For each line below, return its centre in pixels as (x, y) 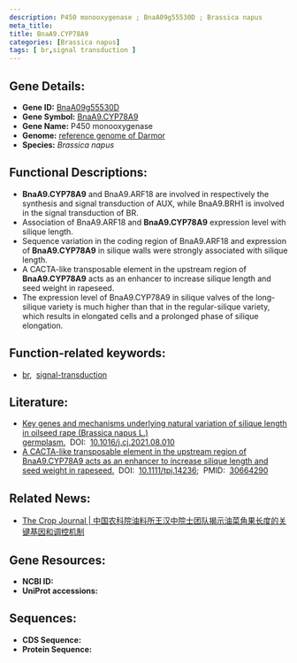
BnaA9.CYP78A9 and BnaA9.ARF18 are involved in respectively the (145, 194)
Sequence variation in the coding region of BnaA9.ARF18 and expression (154, 240)
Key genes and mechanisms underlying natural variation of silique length (154, 423)
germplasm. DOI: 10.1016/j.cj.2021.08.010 (98, 442)
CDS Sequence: (52, 640)
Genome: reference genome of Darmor (94, 135)
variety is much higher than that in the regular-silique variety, (159, 307)
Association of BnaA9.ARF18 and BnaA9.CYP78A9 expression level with (154, 222)
